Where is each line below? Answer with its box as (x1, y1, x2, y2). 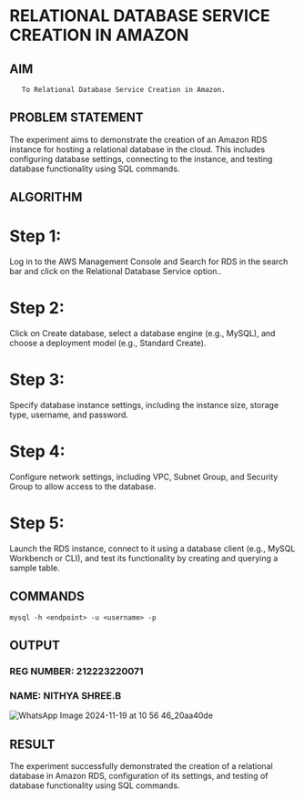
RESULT (9, 736, 56, 752)
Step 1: (9, 226, 62, 247)
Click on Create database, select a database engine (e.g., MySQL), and (9, 328, 276, 339)
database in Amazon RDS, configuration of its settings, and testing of (9, 771, 269, 782)
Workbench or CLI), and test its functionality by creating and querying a (9, 552, 279, 563)
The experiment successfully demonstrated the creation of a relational (9, 761, 273, 772)
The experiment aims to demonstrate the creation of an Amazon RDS (9, 134, 268, 145)
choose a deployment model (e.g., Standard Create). (9, 338, 207, 349)
